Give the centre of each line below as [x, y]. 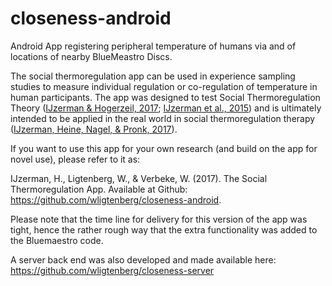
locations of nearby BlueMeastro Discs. [91, 56]
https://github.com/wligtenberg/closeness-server [112, 270]
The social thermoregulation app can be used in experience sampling [153, 76]
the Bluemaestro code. [57, 240]
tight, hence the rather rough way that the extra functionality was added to [164, 229]
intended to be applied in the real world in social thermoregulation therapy [163, 118]
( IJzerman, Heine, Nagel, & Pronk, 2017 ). [94, 129]
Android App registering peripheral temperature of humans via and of [153, 46]
